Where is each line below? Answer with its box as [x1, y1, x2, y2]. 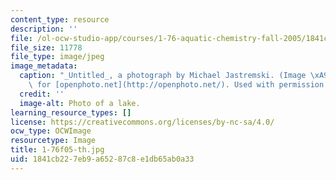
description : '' [10, 24, 78, 34]
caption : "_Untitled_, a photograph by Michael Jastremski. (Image [19, 71, 307, 81]
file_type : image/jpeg [10, 52, 105, 62]
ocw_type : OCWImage [10, 126, 92, 136]
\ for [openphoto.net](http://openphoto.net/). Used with [28, 80, 275, 90]
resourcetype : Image [10, 136, 97, 146]
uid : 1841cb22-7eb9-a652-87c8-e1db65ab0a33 [10, 154, 195, 164]
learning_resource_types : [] [10, 107, 132, 118]
